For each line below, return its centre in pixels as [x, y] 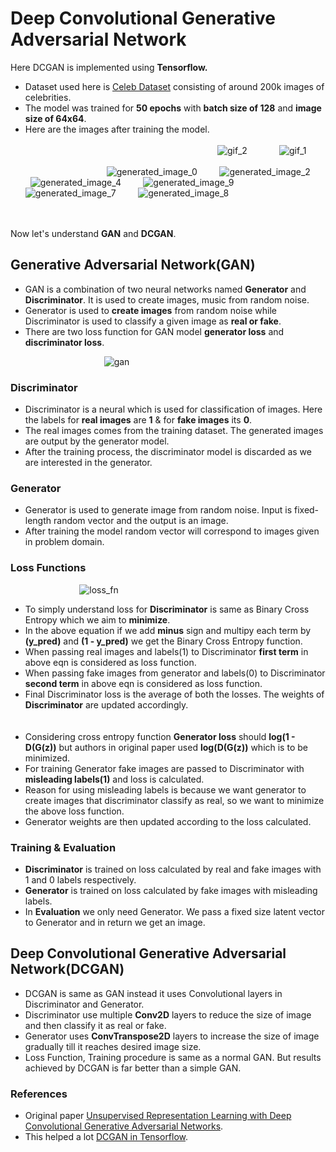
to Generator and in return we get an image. [115, 922]
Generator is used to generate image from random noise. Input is [158, 510]
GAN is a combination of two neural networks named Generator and [165, 289]
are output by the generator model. [97, 441]
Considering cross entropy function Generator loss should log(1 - [160, 736]
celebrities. [48, 97]
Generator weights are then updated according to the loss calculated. [168, 821]
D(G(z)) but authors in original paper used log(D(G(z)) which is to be [166, 747]
